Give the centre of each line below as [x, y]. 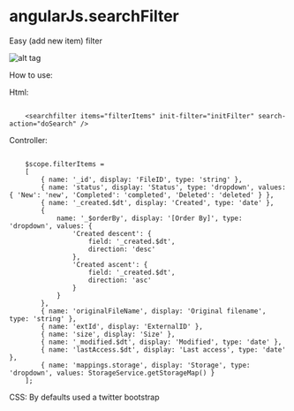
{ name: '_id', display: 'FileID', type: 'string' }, [142, 179]
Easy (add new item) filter [56, 41]
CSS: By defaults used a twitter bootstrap [84, 397]
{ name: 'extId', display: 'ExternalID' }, [122, 326]
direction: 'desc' [122, 249]
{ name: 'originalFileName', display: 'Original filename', [154, 311]
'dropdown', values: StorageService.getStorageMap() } [112, 373]
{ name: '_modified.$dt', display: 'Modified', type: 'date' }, [162, 342]
